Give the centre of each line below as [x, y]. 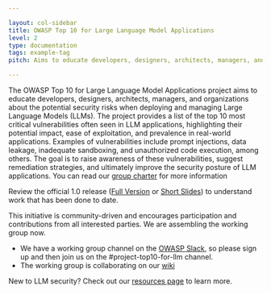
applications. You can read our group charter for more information [118, 176]
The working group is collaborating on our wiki [97, 265]
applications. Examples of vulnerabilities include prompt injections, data [127, 141]
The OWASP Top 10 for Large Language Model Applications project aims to [133, 90]
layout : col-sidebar [43, 23]
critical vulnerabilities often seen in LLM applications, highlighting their [125, 124]
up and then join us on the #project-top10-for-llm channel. [117, 257]
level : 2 [23, 38]
